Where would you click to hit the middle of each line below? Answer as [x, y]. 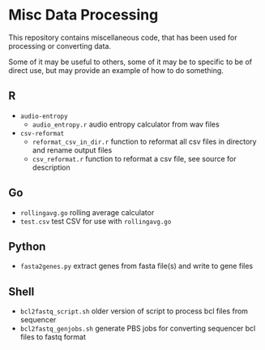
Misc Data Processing [83, 15]
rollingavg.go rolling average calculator [87, 212]
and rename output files [72, 150]
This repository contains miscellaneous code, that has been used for [123, 37]
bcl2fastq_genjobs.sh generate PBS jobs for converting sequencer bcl [138, 328]
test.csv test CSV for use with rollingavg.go [96, 221]
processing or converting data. [60, 45]
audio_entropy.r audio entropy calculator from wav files [126, 124]
